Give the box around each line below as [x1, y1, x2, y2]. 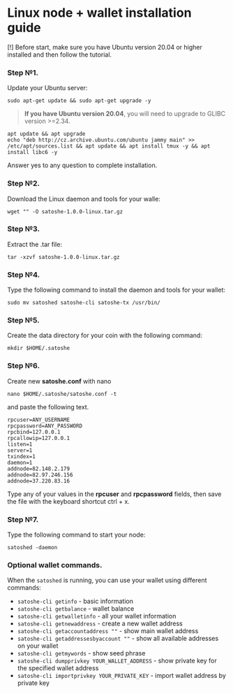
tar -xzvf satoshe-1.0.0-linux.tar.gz [7, 253, 120, 260]
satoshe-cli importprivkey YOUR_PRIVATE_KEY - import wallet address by [17, 672, 227, 680]
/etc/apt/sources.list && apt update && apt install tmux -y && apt [7, 143, 211, 150]
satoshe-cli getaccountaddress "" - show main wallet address [17, 627, 199, 635]
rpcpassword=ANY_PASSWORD [7, 422, 82, 430]
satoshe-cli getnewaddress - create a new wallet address [17, 619, 183, 628]
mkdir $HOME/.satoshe [7, 345, 70, 352]
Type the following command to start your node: [7, 530, 146, 539]
